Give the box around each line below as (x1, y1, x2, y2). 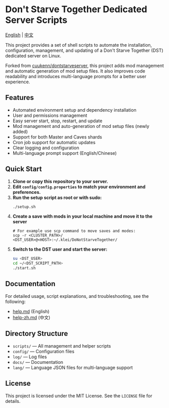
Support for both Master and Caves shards (12, 133, 103, 140)
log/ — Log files (12, 354, 47, 360)
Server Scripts (5, 14, 67, 26)
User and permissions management (12, 112, 87, 118)
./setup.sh (12, 204, 36, 209)
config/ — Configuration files (12, 348, 75, 354)
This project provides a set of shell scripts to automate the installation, (5, 42, 152, 48)
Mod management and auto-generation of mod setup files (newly (12, 123, 150, 129)
